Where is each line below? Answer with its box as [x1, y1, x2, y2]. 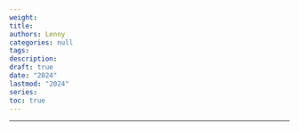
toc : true [9, 95, 46, 105]
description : [9, 54, 58, 63]
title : [9, 21, 34, 30]
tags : [9, 46, 29, 55]
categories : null [9, 37, 74, 47]
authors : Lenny [9, 29, 66, 38]
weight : [9, 12, 38, 22]
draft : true [9, 63, 53, 72]
